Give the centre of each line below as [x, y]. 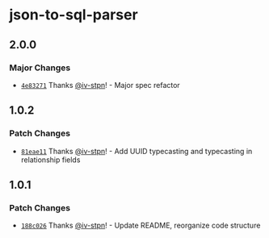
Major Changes [40, 68]
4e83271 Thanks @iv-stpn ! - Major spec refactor [100, 85]
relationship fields [50, 160]
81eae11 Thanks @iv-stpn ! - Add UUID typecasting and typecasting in [137, 151]
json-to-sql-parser [74, 15]
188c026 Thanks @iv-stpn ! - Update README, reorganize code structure [141, 225]
